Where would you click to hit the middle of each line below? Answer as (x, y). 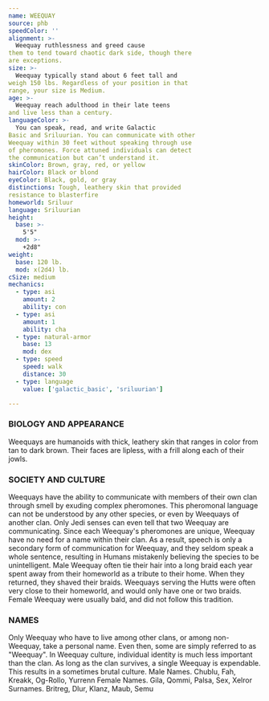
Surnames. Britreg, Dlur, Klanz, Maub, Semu (81, 689)
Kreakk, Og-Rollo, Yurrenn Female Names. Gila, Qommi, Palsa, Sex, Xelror (130, 680)
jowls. (18, 459)
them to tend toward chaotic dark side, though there (100, 53)
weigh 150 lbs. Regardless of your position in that (98, 83)
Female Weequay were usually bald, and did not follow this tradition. (121, 599)
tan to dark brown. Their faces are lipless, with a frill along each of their (126, 450)
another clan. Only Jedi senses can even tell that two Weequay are (118, 522)
